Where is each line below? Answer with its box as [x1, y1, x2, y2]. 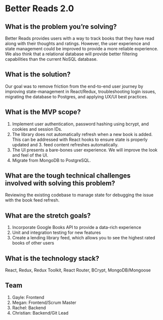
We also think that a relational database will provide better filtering [5, 51, 138, 57]
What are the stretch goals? [5, 211, 91, 220]
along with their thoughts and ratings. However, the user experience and [5, 41, 150, 46]
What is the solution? [5, 70, 71, 79]
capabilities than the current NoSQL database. [5, 56, 98, 62]
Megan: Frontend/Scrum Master [12, 299, 76, 305]
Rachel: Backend [12, 304, 46, 311]
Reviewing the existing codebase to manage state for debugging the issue [5, 192, 154, 198]
